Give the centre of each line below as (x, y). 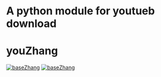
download (31, 24)
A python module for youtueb (80, 11)
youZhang (32, 51)
